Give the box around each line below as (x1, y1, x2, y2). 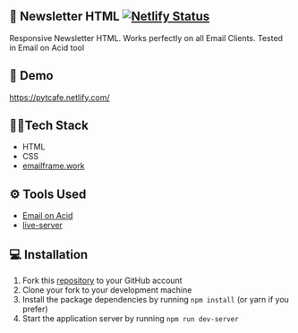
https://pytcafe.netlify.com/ (9, 91, 110, 103)
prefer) (21, 303, 48, 314)
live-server (21, 220, 63, 231)
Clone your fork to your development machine (21, 285, 192, 295)
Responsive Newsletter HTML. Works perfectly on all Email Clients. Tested (9, 32, 284, 43)
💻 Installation (9, 247, 89, 262)
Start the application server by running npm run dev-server (21, 313, 239, 324)
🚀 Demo (9, 68, 54, 83)
